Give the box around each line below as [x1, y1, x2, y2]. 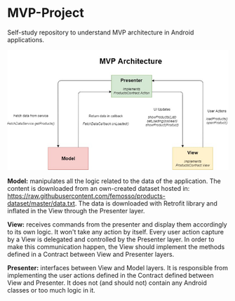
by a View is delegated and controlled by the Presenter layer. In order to [7, 235, 215, 243]
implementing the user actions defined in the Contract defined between [7, 271, 214, 279]
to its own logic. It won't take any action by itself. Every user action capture [7, 227, 224, 236]
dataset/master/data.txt [7, 199, 76, 208]
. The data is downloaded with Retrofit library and [74, 199, 217, 208]
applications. [7, 35, 44, 44]
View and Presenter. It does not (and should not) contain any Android [7, 279, 207, 287]
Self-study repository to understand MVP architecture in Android [7, 28, 194, 36]
